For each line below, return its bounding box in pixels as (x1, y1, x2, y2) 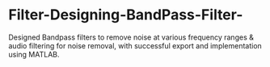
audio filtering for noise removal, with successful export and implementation (8, 40, 263, 50)
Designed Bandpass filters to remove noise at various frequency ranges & (8, 32, 255, 42)
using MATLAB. (8, 49, 60, 59)
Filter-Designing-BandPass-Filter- (8, 6, 243, 24)
